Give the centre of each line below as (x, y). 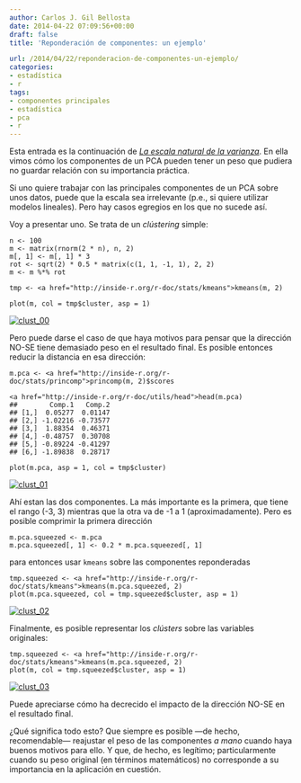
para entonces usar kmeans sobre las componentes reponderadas (130, 562)
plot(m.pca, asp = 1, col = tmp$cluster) (88, 468)
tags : (19, 92)
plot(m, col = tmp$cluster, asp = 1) (80, 304)
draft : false (34, 34)
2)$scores (156, 382)
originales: (29, 638)
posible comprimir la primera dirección (81, 521)
